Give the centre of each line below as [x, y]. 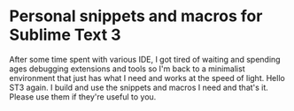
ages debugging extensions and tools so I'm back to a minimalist [127, 69]
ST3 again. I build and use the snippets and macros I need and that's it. [139, 87]
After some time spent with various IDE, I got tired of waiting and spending [145, 59]
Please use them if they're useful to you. [83, 96]
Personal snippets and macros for [136, 16]
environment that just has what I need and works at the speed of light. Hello [147, 78]
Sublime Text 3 [65, 35]
